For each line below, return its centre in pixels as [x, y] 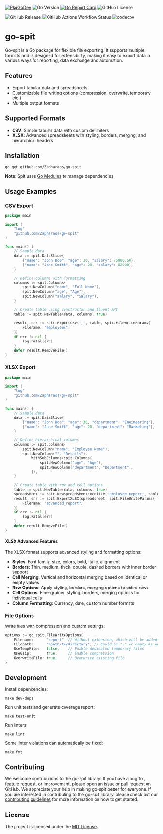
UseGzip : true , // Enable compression [64, 653]
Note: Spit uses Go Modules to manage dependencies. [60, 176]
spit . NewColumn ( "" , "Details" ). [55, 454]
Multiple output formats [35, 103]
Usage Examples [31, 192]
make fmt [14, 752]
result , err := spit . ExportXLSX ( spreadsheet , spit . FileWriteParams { [84, 499]
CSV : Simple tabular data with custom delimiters [60, 130]
